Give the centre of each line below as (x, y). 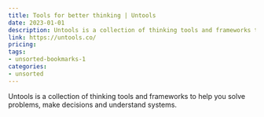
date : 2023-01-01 (37, 23)
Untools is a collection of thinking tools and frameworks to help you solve (127, 96)
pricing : (22, 45)
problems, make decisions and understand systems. (93, 104)
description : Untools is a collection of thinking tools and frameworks (130, 30)
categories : (27, 67)
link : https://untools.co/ (52, 37)
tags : (17, 52)
